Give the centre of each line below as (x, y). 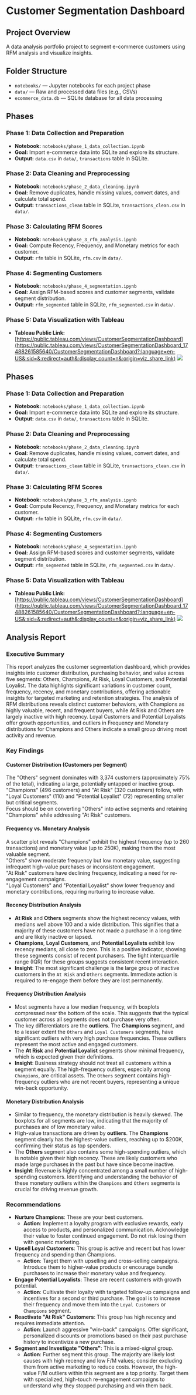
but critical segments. (32, 803)
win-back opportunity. (41, 1088)
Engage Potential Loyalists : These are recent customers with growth (98, 1280)
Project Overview (38, 33)
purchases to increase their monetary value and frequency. (94, 1273)
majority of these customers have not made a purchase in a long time (98, 930)
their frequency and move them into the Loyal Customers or (94, 1305)
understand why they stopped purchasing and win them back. (98, 1386)
